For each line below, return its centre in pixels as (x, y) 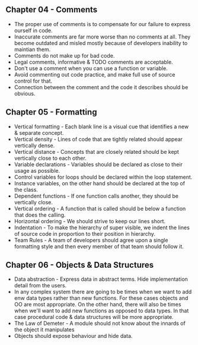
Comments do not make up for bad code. (64, 55)
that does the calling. (40, 215)
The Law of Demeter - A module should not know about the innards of (100, 324)
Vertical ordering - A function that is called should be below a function (100, 208)
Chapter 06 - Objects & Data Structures (80, 265)
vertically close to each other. (50, 158)
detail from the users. (40, 286)
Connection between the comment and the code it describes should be (101, 87)
